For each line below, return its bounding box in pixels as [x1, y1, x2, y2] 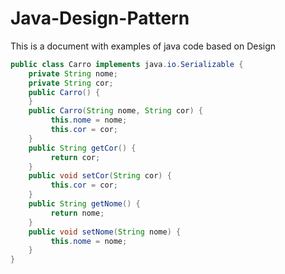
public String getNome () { [28, 199, 141, 209]
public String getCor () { [28, 143, 137, 153]
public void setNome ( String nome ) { [28, 227, 182, 237]
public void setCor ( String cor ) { [28, 171, 172, 181]
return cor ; [50, 152, 101, 162]
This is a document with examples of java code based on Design [10, 40, 277, 52]
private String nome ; [28, 68, 118, 79]
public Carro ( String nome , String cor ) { [28, 106, 203, 116]
